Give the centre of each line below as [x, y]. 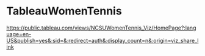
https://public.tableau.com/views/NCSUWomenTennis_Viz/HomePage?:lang [101, 28]
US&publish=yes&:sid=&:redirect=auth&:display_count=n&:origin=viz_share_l [103, 40]
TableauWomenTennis [64, 11]
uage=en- [19, 34]
